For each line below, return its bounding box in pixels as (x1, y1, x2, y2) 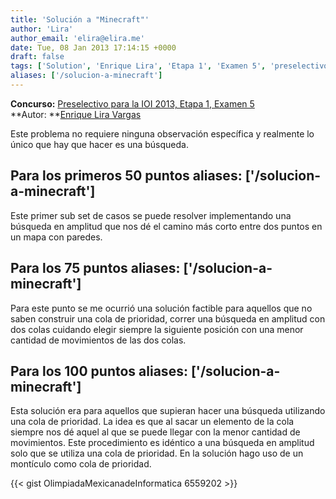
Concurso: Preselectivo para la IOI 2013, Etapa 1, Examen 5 (10, 97, 255, 110)
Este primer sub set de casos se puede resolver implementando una (10, 209, 292, 221)
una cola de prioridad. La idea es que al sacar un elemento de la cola (10, 416, 295, 428)
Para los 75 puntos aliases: (10, 260, 181, 277)
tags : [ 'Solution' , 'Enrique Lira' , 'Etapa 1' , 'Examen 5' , (10, 61, 267, 71)
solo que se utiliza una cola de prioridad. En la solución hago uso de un (10, 447, 304, 460)
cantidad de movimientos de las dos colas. (10, 334, 187, 346)
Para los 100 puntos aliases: (10, 362, 188, 380)
